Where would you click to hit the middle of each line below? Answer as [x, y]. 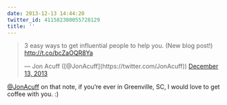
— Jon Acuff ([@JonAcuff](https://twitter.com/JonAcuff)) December [121, 67]
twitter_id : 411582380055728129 [53, 20]
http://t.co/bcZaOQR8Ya [58, 53]
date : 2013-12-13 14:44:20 [46, 13]
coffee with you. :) [33, 94]
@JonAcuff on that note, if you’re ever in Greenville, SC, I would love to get [113, 87]
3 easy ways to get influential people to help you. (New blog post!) [118, 46]
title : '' [21, 26]
